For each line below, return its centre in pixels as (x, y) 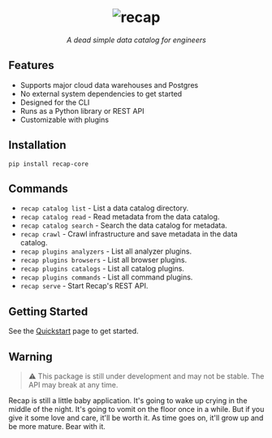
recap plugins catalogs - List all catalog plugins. (102, 269)
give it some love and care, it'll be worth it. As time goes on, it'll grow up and (136, 418)
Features (31, 65)
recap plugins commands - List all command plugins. (106, 277)
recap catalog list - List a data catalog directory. (104, 208)
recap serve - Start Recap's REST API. (84, 286)
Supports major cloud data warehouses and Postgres (109, 85)
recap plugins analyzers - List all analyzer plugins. (106, 251)
